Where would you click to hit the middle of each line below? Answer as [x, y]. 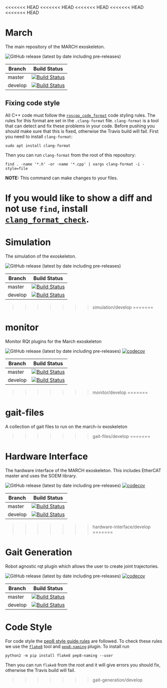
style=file [17, 168]
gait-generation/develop [118, 680]
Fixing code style [33, 103]
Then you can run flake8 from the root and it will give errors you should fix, [83, 665]
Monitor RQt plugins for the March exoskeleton [53, 341]
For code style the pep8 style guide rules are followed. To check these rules [84, 641]
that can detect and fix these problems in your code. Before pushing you [80, 126]
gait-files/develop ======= [122, 436]
